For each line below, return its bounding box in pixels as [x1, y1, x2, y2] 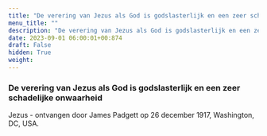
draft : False [8, 41, 52, 49]
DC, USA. [8, 119, 40, 128]
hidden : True [8, 49, 52, 56]
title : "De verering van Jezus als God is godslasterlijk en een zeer [8, 11, 247, 20]
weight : [8, 56, 34, 64]
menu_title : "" [8, 19, 59, 27]
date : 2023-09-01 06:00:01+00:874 [8, 33, 123, 42]
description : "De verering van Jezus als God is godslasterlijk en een [8, 26, 250, 34]
